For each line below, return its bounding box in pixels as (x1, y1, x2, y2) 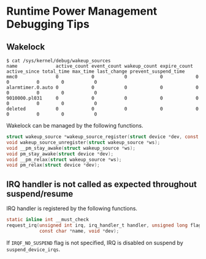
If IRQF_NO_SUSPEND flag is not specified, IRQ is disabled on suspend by (6, 239, 184, 246)
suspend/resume (6, 188, 74, 199)
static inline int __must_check (6, 217, 89, 223)
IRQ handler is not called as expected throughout (6, 179, 197, 189)
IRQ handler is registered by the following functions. (6, 205, 138, 212)
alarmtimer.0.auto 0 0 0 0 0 (6, 84, 199, 90)
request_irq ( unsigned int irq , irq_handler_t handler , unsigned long (6, 222, 188, 228)
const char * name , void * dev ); (39, 228, 120, 234)
